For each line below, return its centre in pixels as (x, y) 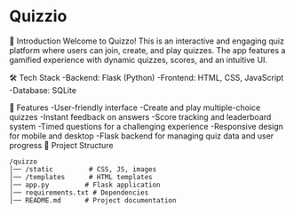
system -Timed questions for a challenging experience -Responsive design (147, 126)
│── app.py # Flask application (85, 185)
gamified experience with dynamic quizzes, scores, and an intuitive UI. (139, 59)
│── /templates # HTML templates (81, 177)
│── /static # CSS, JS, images (83, 169)
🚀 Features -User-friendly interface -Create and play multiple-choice (135, 107)
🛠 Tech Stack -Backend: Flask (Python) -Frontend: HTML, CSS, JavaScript (147, 77)
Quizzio (38, 16)
